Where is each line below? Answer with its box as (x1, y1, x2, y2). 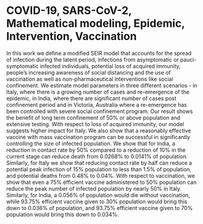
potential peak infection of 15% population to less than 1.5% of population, (6, 165, 192, 173)
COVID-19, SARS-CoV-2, (6, 4, 132, 18)
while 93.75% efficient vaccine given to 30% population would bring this (6, 198, 188, 205)
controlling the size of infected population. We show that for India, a (6, 140, 176, 147)
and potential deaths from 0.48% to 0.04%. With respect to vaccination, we (6, 172, 195, 179)
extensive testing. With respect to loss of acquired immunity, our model (6, 120, 184, 127)
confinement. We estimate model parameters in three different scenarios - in (6, 81, 198, 89)
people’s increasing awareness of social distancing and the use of (6, 69, 171, 76)
